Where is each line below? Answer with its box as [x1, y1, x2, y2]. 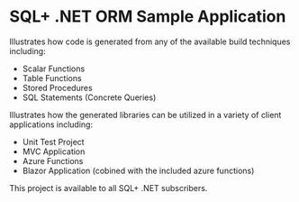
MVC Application [22, 146, 86, 157]
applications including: [9, 119, 93, 130]
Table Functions [22, 72, 83, 83]
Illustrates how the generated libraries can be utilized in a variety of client [9, 109, 282, 120]
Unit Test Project [22, 136, 85, 147]
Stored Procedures [22, 82, 93, 93]
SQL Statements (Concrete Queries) [22, 92, 157, 103]
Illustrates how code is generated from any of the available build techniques [9, 36, 291, 47]
